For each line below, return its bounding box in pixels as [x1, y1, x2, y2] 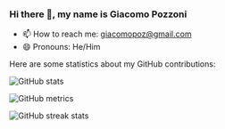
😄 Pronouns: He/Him [21, 42, 101, 52]
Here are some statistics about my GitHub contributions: [9, 59, 216, 69]
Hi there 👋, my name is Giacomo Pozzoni [9, 8, 187, 20]
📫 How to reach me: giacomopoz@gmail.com [21, 28, 192, 39]
